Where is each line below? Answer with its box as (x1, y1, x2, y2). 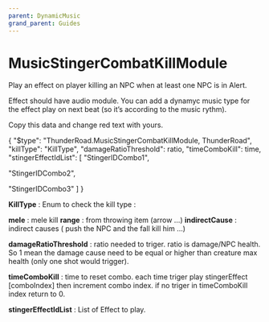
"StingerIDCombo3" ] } (8, 184, 84, 194)
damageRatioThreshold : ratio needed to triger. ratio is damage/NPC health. (8, 239, 261, 250)
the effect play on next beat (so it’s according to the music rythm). (8, 105, 227, 114)
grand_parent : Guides (8, 19, 81, 27)
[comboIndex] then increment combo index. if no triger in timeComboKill (8, 281, 248, 291)
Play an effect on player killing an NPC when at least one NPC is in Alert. (8, 80, 247, 90)
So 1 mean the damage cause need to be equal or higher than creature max (8, 248, 258, 258)
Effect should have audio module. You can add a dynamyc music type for (8, 96, 251, 105)
